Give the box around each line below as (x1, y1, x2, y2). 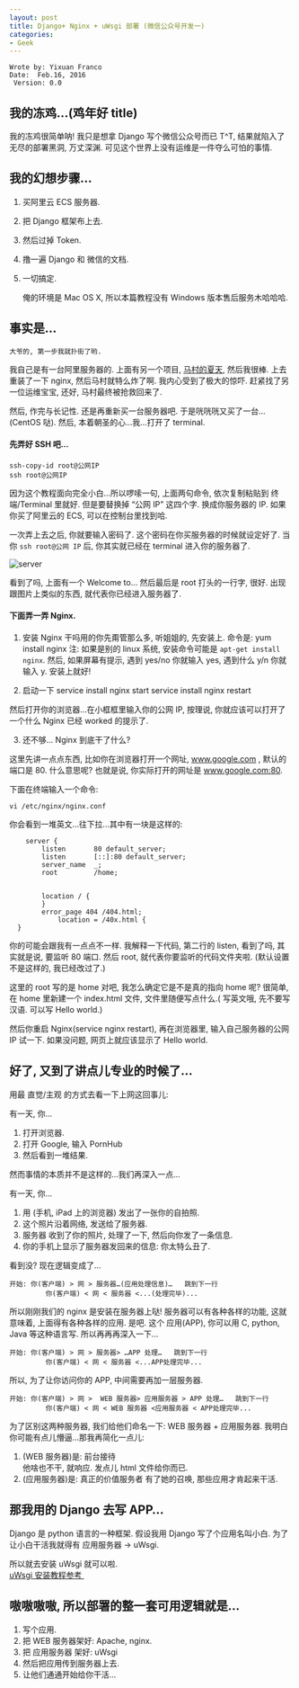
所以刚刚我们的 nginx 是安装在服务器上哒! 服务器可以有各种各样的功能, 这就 (9, 1306, 287, 1317)
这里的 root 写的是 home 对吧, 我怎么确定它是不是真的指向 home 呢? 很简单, (9, 982, 289, 993)
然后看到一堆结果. (22, 1149, 88, 1160)
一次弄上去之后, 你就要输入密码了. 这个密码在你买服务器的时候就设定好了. (9, 529, 280, 540)
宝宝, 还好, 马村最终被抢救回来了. (40, 386, 163, 397)
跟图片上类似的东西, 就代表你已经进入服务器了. (9, 588, 182, 599)
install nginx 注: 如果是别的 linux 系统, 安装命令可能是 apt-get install (22, 644, 281, 655)
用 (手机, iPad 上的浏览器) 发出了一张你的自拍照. (22, 1207, 200, 1218)
